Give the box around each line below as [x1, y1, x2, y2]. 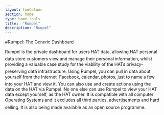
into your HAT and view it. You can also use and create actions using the [5, 81, 151, 87]
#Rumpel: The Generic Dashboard [5, 39, 74, 45]
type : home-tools [5, 16, 41, 21]
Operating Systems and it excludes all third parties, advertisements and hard [5, 97, 160, 103]
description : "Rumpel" [5, 26, 51, 30]
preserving [5, 68, 27, 74]
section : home [5, 12, 34, 17]
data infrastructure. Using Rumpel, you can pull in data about [27, 68, 151, 74]
